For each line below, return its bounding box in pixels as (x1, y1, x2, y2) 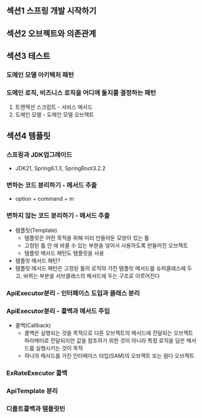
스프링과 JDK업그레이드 (6, 150, 72, 159)
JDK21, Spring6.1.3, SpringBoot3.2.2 (15, 165, 106, 172)
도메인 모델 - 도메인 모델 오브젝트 (15, 111, 94, 119)
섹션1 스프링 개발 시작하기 (6, 5, 97, 16)
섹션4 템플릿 (6, 130, 50, 141)
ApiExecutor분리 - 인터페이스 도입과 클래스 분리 (6, 288, 140, 297)
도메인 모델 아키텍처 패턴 (6, 71, 74, 79)
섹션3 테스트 (6, 51, 50, 61)
